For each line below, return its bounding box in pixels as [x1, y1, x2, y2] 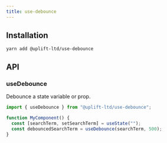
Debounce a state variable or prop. [6, 93, 91, 100]
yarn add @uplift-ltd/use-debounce [6, 46, 94, 52]
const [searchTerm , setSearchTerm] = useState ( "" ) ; [11, 120, 142, 127]
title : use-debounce [6, 8, 57, 15]
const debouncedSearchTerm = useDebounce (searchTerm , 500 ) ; [11, 126, 162, 132]
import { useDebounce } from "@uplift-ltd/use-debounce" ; [6, 104, 152, 111]
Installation [6, 31, 48, 41]
